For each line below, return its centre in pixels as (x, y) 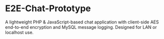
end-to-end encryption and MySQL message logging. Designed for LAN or (81, 27)
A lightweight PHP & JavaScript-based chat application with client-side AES (82, 22)
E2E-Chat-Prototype (48, 9)
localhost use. (19, 32)
